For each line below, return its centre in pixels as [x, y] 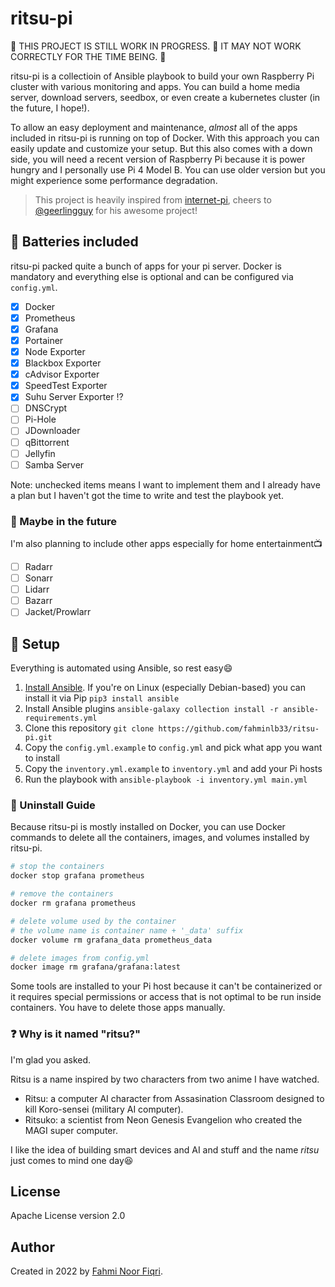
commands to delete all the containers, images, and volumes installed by [160, 838]
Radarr [38, 566]
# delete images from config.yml [80, 958]
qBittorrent [47, 442]
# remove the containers [62, 894]
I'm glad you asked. [51, 1059]
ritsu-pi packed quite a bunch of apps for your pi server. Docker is [146, 266]
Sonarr [39, 578]
